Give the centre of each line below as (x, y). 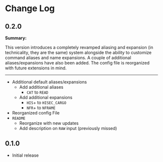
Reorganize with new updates (49, 123)
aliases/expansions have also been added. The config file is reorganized (77, 63)
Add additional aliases (41, 87)
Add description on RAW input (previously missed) (68, 128)
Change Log (30, 8)
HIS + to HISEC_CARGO (46, 103)
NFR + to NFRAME (41, 108)
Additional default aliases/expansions (49, 82)
